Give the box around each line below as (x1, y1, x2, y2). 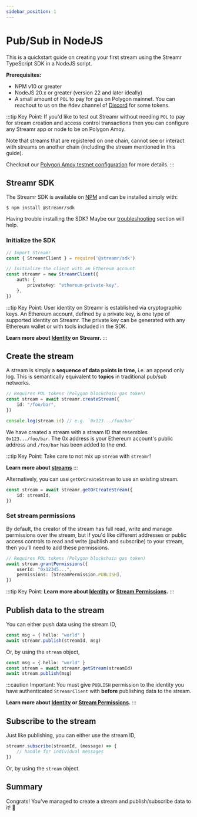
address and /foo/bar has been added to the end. (6, 441, 127, 448)
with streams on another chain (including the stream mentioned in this (6, 143, 176, 150)
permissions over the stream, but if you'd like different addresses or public (6, 531, 187, 539)
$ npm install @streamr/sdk (6, 205, 75, 211)
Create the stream (6, 352, 74, 362)
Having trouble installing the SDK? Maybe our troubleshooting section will (6, 215, 184, 222)
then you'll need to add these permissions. (6, 544, 109, 551)
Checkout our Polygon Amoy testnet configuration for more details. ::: (6, 160, 175, 168)
